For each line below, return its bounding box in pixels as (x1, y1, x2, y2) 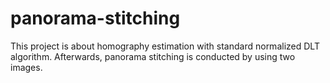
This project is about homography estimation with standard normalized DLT (10, 40, 320, 52)
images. (10, 61, 43, 73)
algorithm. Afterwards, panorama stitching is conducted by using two (10, 50, 296, 62)
